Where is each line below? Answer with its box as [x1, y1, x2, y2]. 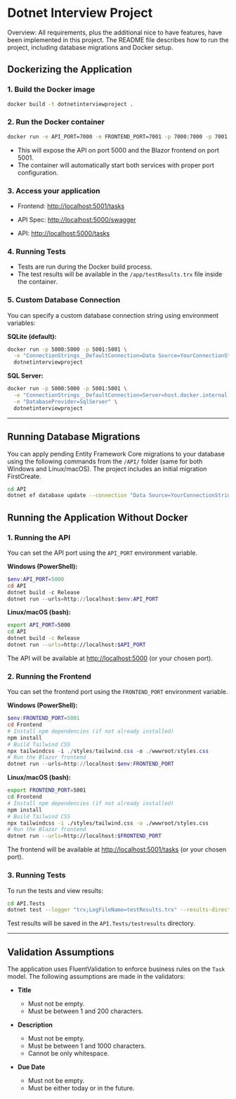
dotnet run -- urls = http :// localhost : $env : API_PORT [7, 596, 159, 603]
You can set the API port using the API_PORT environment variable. [7, 548, 198, 557]
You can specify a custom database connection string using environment [7, 311, 219, 319]
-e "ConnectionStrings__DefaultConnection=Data [13, 352, 156, 359]
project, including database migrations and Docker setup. [7, 43, 173, 51]
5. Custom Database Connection [7, 295, 121, 305]
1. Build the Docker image [7, 84, 96, 94]
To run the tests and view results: [7, 886, 104, 894]
